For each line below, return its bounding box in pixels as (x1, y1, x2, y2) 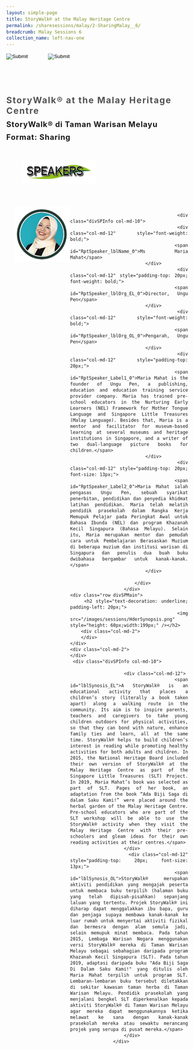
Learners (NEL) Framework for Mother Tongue (70, 405, 188, 411)
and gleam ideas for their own (99, 833, 188, 840)
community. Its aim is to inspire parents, (70, 706, 188, 713)
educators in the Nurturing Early (91, 399, 188, 405)
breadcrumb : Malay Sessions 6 (6, 29, 82, 35)
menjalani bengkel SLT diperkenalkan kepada (70, 996, 188, 1002)
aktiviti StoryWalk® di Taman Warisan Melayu (70, 1002, 188, 1008)
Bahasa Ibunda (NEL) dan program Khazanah (70, 519, 188, 526)
